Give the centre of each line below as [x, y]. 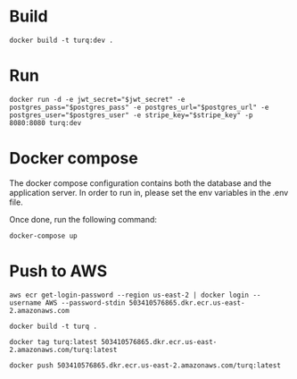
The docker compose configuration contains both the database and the [140, 183]
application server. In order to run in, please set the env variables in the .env [149, 192]
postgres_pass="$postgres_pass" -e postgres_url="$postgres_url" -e [139, 107]
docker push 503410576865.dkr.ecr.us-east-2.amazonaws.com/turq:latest [145, 365]
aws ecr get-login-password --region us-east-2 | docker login [129, 295]
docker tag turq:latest [54, 341]
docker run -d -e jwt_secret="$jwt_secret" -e [97, 99]
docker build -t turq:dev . [62, 40]
